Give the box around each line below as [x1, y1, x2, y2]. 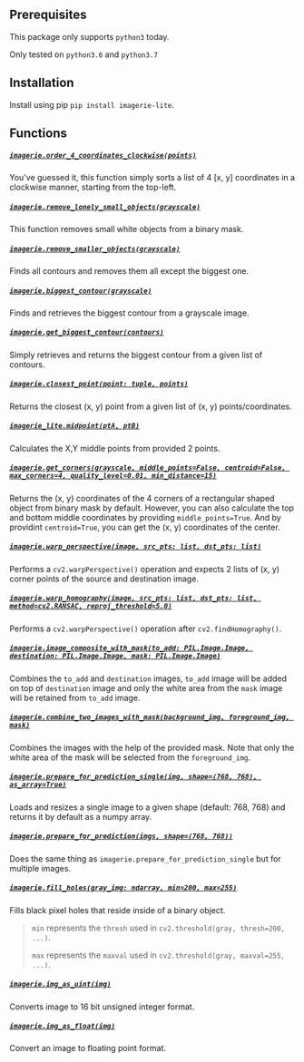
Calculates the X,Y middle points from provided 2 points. [9, 443, 221, 453]
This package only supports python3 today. [9, 31, 170, 42]
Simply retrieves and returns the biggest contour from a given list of [9, 349, 263, 360]
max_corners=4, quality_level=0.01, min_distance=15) [9, 472, 218, 481]
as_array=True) [9, 780, 67, 790]
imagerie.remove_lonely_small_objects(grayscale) [9, 202, 201, 211]
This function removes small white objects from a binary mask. [9, 223, 244, 234]
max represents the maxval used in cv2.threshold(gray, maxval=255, [31, 950, 286, 960]
